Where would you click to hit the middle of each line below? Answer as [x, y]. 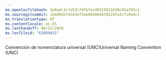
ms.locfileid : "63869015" [32, 33]
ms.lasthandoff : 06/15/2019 [34, 28]
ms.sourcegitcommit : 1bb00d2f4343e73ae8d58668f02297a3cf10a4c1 [72, 14]
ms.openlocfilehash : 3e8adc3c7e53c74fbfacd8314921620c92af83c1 [72, 10]
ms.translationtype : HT [30, 19]
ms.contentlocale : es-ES [31, 24]
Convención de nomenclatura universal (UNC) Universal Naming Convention [83, 47]
